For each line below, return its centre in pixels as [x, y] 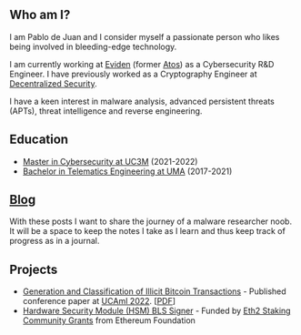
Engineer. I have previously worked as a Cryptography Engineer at [133, 74]
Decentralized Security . [53, 83]
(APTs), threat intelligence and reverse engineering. [106, 111]
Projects [34, 269]
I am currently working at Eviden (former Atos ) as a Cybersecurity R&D [142, 64]
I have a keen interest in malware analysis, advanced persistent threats [142, 101]
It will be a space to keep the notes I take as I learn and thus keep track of [148, 231]
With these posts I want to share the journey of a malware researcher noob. [151, 221]
